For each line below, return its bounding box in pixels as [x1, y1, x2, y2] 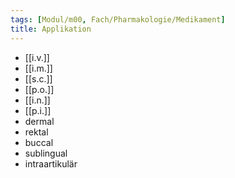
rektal [24, 126, 49, 138]
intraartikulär [24, 157, 78, 170]
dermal [24, 115, 55, 127]
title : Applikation [10, 24, 92, 34]
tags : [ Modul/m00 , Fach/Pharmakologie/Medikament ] [10, 14, 226, 25]
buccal [24, 136, 54, 148]
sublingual [24, 147, 68, 159]
